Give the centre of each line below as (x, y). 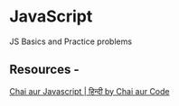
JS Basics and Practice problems (71, 41)
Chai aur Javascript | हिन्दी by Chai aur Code (89, 91)
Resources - (44, 70)
